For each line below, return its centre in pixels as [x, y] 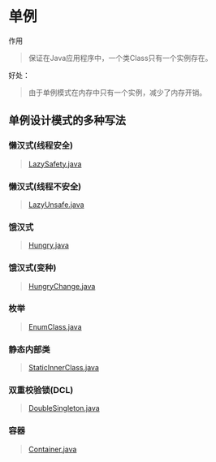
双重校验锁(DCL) [41, 391]
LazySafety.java [55, 164]
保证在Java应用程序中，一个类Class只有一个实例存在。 [120, 58]
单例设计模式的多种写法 [67, 121]
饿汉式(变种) [32, 268]
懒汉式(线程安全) [41, 145]
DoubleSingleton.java [64, 408]
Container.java [52, 449]
